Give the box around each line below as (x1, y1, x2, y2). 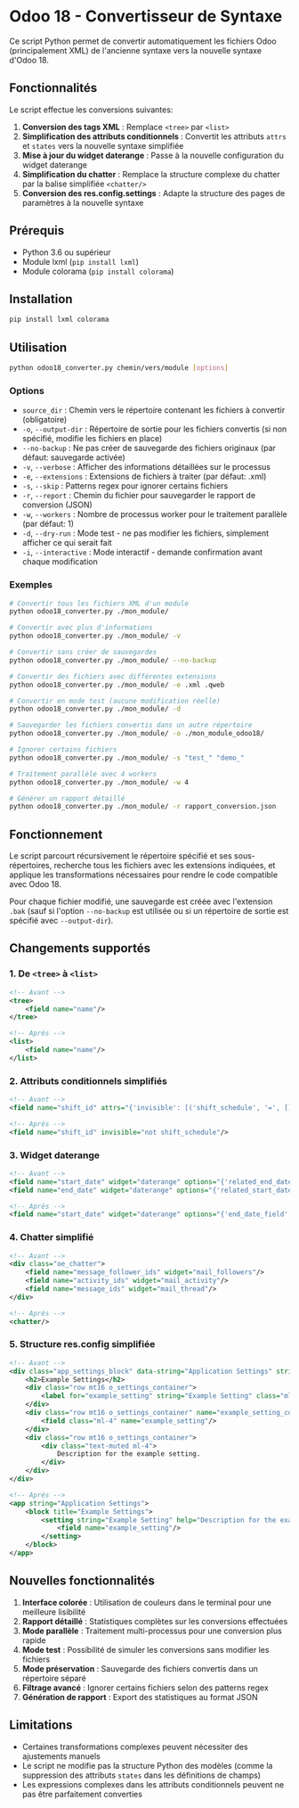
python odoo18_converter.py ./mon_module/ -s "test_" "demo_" (9, 753, 245, 762)
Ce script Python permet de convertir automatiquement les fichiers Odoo (9, 36, 278, 46)
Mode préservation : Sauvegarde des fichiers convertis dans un (21, 1663, 258, 1673)
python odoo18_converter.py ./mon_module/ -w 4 (9, 777, 190, 786)
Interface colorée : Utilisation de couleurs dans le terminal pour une (21, 1597, 271, 1607)
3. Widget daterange (9, 1148, 101, 1161)
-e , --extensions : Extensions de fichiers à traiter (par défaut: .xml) (21, 471, 267, 482)
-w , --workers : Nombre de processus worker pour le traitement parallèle (21, 509, 287, 520)
